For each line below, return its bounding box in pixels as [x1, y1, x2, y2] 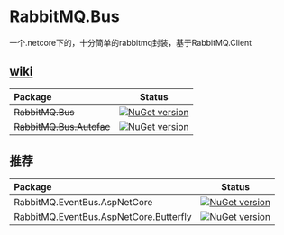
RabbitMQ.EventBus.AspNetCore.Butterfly [14, 210, 192, 222]
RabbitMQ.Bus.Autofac [14, 120, 111, 132]
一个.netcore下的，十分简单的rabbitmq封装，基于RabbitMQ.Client [9, 37, 252, 48]
